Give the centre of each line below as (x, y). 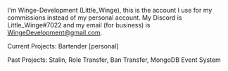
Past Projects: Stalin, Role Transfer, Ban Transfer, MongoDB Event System (114, 60)
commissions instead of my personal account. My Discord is (95, 18)
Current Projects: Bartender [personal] (63, 46)
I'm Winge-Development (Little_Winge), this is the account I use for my (110, 10)
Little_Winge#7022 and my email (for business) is (79, 25)
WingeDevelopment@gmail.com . (55, 32)
